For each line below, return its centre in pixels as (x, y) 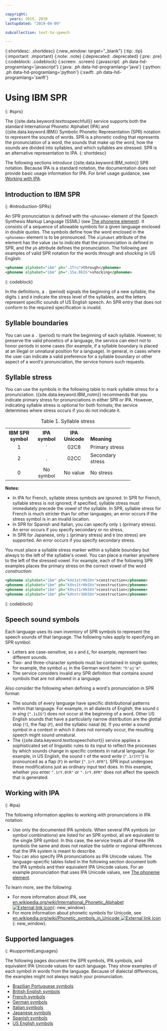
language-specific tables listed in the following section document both (84, 861)
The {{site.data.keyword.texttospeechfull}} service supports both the (76, 121)
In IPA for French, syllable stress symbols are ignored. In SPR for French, (86, 498)
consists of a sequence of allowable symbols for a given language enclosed (83, 227)
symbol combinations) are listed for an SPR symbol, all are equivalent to (86, 835)
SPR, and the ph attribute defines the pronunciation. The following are (76, 248)
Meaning (101, 439)
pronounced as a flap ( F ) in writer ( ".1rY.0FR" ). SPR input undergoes (83, 761)
